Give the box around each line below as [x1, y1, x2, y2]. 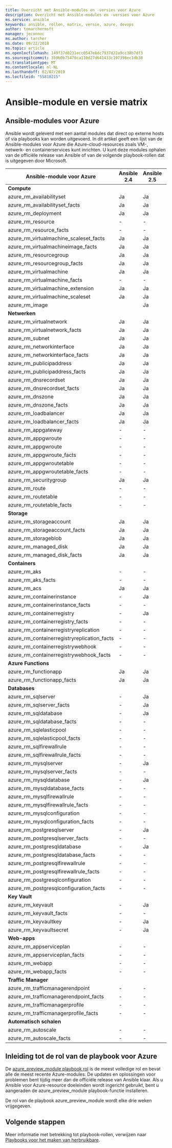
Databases [8, 684, 35, 692]
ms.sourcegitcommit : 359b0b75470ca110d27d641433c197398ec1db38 [5, 55, 143, 61]
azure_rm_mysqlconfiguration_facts [8, 818, 94, 825]
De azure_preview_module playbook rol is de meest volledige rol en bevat [5, 1065, 161, 1072]
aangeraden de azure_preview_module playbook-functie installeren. [5, 1087, 149, 1094]
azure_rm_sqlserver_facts [8, 701, 70, 708]
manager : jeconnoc [5, 31, 45, 36]
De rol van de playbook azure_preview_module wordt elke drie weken [5, 1097, 152, 1103]
